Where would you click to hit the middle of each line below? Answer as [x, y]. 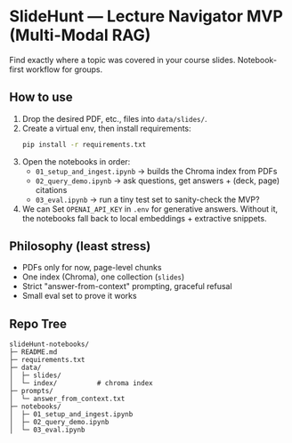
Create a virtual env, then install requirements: [106, 128]
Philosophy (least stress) [80, 246]
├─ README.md [33, 352]
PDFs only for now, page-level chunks [92, 268]
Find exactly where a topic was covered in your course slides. [122, 60]
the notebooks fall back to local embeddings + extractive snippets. [144, 218]
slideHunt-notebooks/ [49, 344]
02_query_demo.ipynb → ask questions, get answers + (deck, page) [158, 181]
